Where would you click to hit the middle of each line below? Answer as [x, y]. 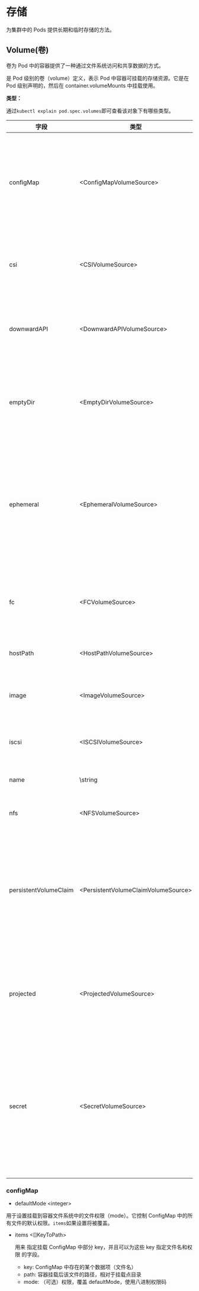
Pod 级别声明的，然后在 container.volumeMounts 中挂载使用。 [82, 85]
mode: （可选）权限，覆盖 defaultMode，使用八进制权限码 [95, 1282]
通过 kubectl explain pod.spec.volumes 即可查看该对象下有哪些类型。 [90, 111]
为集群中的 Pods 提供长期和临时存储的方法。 [61, 30]
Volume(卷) [28, 50]
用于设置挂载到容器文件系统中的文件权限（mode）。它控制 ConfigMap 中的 [97, 1216]
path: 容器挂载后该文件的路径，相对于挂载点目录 [82, 1274]
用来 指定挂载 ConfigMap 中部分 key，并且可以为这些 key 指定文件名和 [101, 1247]
